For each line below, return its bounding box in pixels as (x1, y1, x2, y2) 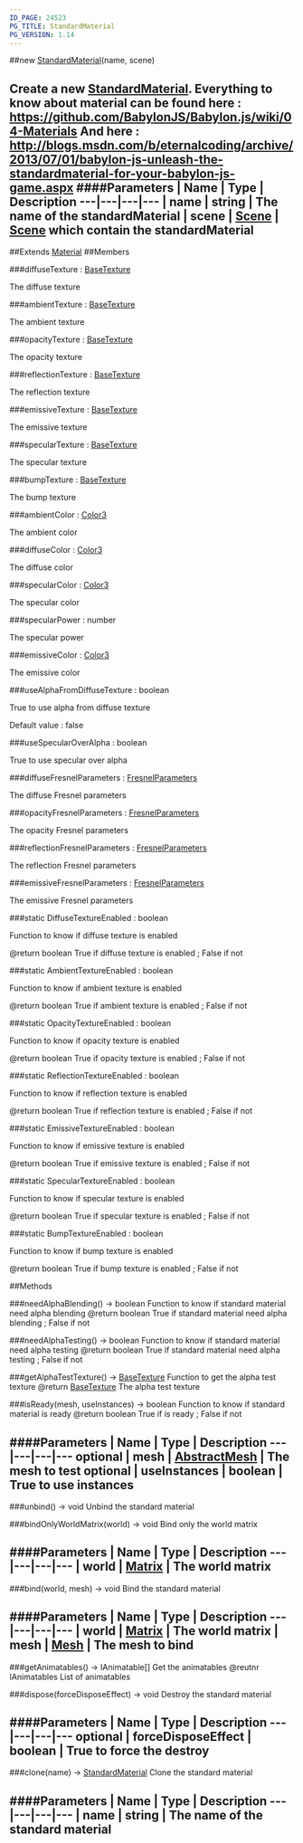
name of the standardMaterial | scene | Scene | (9, 208, 279, 223)
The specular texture (9, 457, 88, 468)
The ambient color (9, 527, 78, 538)
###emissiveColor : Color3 (9, 650, 110, 660)
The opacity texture (9, 352, 83, 363)
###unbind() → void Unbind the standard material (9, 1501, 194, 1512)
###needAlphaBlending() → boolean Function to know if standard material (9, 1298, 287, 1309)
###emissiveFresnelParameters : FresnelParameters (9, 878, 205, 888)
